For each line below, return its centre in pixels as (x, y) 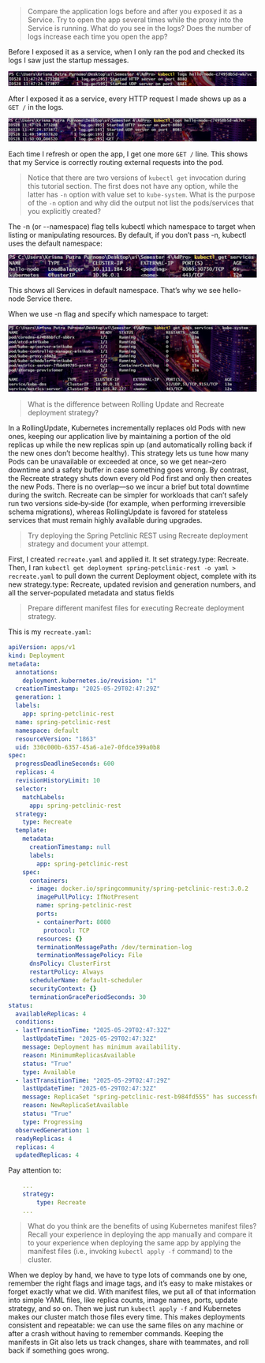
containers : (49, 881)
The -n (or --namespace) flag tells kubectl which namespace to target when (132, 227)
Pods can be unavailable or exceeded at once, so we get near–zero (118, 462)
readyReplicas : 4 (44, 1139)
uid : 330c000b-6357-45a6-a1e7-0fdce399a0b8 (88, 747)
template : (31, 831)
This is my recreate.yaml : (50, 632)
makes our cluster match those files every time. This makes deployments (127, 1316)
